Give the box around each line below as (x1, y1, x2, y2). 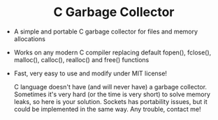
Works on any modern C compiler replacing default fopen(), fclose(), (13, 48, 212, 57)
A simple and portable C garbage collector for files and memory (13, 27, 198, 36)
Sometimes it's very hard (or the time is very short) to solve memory (13, 90, 211, 98)
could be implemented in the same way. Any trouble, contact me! (13, 105, 201, 113)
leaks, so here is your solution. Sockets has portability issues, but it (13, 97, 208, 105)
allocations (13, 34, 45, 43)
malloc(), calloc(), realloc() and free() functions (13, 55, 150, 63)
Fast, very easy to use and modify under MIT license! (13, 69, 168, 77)
